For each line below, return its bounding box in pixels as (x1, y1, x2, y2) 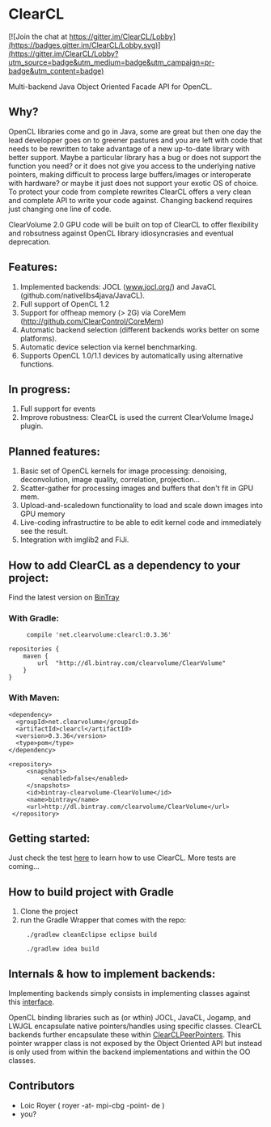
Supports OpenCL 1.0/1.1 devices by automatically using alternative (19, 350, 243, 360)
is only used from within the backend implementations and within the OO (8, 1047, 251, 1057)
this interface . (8, 997, 55, 1007)
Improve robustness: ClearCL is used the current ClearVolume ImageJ (19, 413, 254, 422)
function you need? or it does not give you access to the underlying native (8, 161, 256, 171)
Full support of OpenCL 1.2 (19, 299, 110, 308)
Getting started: (8, 831, 91, 845)
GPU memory (19, 509, 66, 519)
